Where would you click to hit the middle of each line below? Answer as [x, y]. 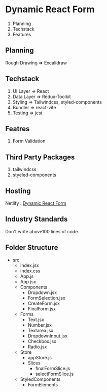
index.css [30, 271]
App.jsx [28, 281]
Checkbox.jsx [42, 341]
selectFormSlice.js [55, 374]
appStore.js [40, 357]
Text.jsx [36, 320]
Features [22, 34]
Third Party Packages [40, 157]
